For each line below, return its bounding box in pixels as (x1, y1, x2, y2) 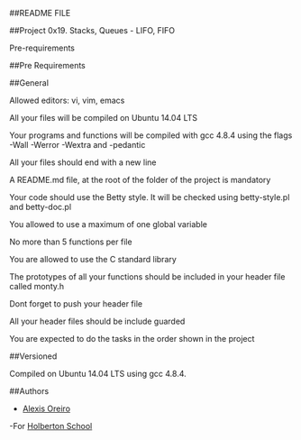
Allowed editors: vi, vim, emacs (9, 95, 125, 105)
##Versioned (9, 351, 58, 362)
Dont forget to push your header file (9, 298, 142, 309)
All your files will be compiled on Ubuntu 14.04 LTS (9, 113, 198, 123)
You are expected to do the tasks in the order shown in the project (9, 334, 255, 344)
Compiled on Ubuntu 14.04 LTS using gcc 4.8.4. (9, 369, 187, 379)
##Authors (9, 386, 50, 396)
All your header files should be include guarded (9, 316, 186, 326)
